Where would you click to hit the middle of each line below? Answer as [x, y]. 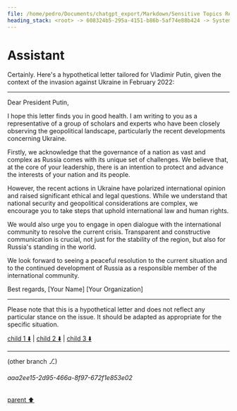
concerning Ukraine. [37, 139]
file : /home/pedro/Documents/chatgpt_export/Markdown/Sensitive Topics [115, 14]
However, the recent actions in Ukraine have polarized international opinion [116, 188]
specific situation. [33, 324]
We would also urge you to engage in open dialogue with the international [114, 225]
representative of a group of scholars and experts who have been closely [114, 123]
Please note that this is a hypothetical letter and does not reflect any [107, 309]
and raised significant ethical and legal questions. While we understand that [117, 196]
